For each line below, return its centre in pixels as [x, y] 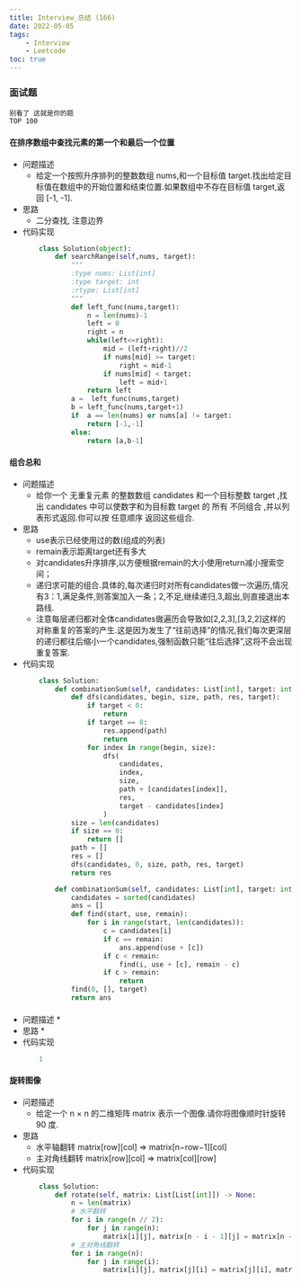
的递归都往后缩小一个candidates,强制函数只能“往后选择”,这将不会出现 [164, 641]
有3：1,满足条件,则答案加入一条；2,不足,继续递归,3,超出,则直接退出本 [163, 596]
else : [81, 432]
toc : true [28, 59]
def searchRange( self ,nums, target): [125, 257]
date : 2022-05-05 [42, 26]
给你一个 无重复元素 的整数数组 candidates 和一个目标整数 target [155, 494]
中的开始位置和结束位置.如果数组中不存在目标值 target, [176, 186]
